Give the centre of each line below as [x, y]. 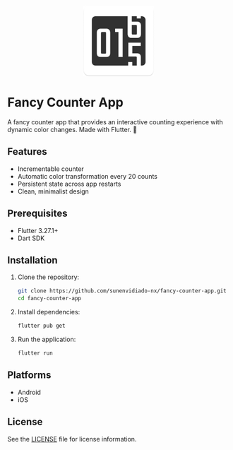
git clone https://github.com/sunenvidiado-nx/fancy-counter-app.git [122, 291]
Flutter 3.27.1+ [38, 230]
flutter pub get [41, 326]
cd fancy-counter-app [49, 299]
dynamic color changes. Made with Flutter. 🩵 [72, 129]
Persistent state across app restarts [69, 184]
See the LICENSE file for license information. [72, 439]
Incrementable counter [51, 169]
